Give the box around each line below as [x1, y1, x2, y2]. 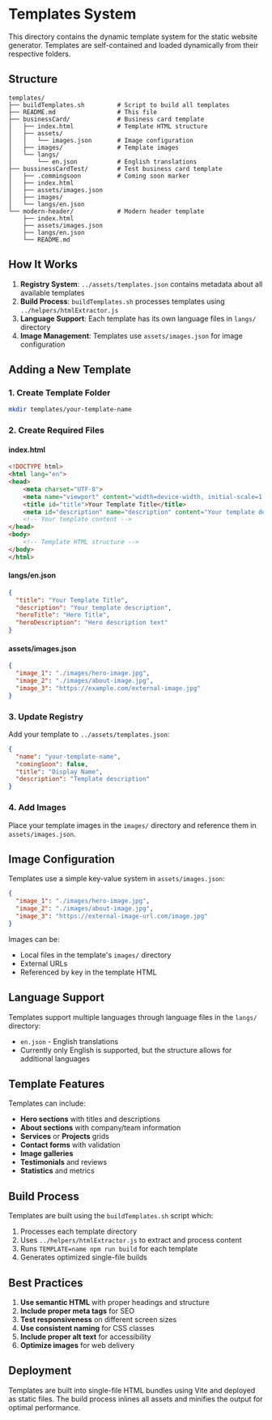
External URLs [19, 958, 68, 968]
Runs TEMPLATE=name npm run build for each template [19, 1244, 198, 1254]
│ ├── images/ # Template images [8, 143, 180, 151]
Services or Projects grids [19, 1132, 109, 1141]
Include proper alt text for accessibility [19, 1332, 151, 1341]
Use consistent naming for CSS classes [19, 1323, 155, 1333]
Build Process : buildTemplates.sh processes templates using [19, 296, 225, 306]
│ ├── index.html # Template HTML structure [8, 122, 208, 130]
